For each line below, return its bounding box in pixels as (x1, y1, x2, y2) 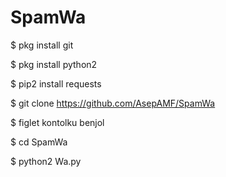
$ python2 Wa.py (10, 155, 82, 167)
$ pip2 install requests (10, 77, 102, 90)
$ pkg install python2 (10, 58, 98, 70)
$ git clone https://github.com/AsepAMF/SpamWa (10, 97, 216, 109)
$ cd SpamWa (10, 136, 68, 148)
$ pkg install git (10, 39, 74, 51)
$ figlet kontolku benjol (10, 116, 105, 128)
